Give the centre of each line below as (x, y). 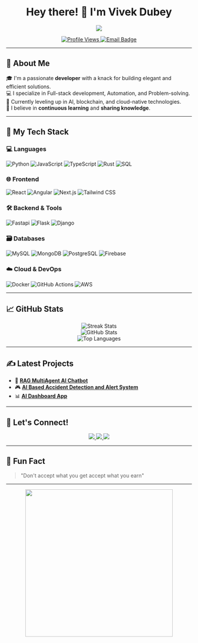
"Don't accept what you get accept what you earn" (82, 475)
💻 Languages (26, 149)
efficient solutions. (29, 86)
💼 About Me (28, 63)
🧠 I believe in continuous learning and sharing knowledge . (78, 108)
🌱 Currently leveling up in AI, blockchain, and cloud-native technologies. (94, 101)
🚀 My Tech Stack (37, 132)
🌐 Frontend (23, 179)
